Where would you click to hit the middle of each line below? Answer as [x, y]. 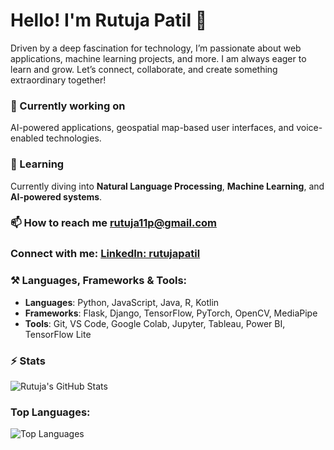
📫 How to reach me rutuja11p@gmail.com [113, 223]
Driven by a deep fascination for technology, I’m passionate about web [156, 48]
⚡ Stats [28, 361]
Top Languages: [50, 412]
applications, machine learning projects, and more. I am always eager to [158, 58]
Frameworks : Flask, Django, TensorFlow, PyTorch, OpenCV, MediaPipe [171, 313]
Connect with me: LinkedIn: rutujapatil [105, 254]
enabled [27, 138]
